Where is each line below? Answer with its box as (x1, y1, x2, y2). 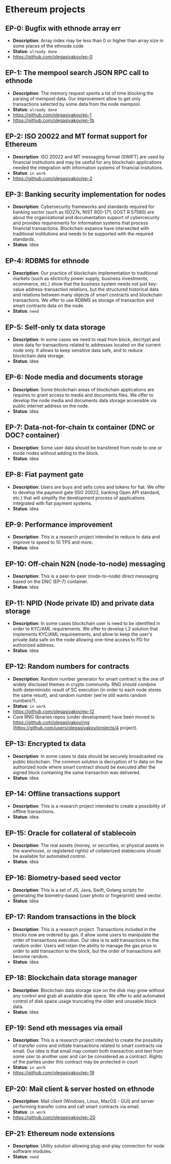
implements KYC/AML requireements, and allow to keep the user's (12, 631, 153, 637)
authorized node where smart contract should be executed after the (12, 764, 156, 770)
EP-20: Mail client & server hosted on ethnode (5, 1084, 155, 1093)
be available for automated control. (12, 853, 87, 859)
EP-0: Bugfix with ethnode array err (5, 24, 121, 33)
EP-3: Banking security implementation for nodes (5, 190, 166, 199)
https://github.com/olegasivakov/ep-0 (12, 54, 93, 60)
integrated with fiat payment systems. (12, 500, 92, 506)
